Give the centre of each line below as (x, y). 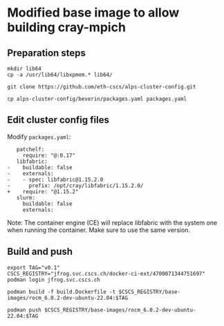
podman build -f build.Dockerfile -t (62, 291)
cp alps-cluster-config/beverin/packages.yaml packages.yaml (97, 99)
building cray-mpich (67, 27)
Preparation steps (47, 53)
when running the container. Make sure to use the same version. (99, 230)
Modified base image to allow (93, 13)
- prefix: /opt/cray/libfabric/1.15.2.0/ (75, 185)
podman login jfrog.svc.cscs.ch (54, 280)
